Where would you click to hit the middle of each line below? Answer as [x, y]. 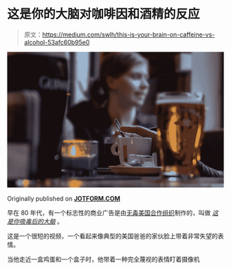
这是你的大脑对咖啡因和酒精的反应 [104, 14]
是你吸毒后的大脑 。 [35, 221]
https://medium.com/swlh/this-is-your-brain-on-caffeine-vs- [129, 34]
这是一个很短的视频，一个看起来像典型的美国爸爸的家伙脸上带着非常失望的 [112, 236]
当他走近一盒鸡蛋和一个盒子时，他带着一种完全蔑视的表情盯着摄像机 [103, 259]
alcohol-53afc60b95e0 [57, 42]
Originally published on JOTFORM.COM [64, 198]
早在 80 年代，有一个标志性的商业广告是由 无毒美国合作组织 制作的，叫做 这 [113, 212]
